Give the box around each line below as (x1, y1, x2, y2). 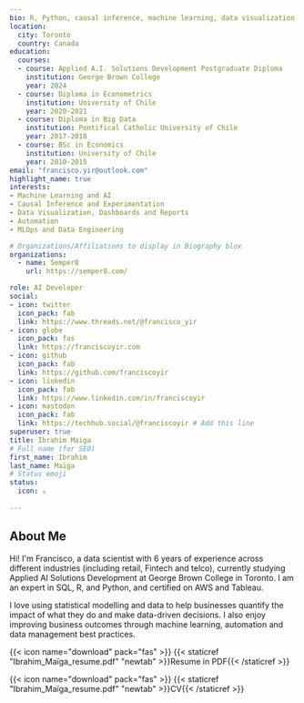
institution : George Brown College (25, 73, 161, 82)
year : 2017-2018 (25, 132, 88, 141)
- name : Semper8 (17, 259, 79, 268)
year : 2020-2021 (25, 107, 88, 116)
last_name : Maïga (9, 461, 76, 470)
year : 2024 (25, 81, 67, 90)
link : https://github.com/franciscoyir (17, 368, 169, 377)
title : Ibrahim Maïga (9, 435, 92, 444)
